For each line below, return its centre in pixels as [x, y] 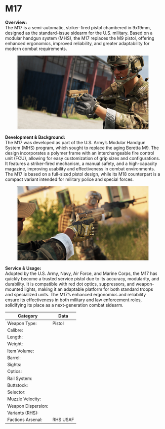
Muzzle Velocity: [24, 399]
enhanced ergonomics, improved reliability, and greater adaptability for [77, 43]
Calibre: [15, 330]
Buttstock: [18, 385]
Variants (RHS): [23, 413]
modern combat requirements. [36, 49]
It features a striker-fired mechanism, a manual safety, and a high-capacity [81, 163]
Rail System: [20, 378]
